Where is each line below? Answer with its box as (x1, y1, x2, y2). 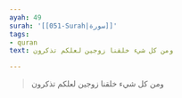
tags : (9, 29, 29, 38)
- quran (9, 37, 38, 47)
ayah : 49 (9, 12, 42, 22)
